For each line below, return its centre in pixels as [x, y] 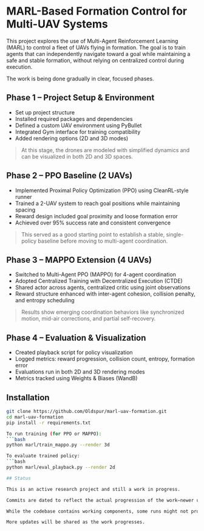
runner [23, 196]
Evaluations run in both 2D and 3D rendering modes [80, 372]
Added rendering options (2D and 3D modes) [72, 138]
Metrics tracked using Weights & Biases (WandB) [76, 378]
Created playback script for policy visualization [74, 352]
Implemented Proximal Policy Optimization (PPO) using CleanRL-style [102, 190]
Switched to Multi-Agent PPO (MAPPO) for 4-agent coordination [95, 274]
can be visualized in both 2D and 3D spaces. [77, 156]
